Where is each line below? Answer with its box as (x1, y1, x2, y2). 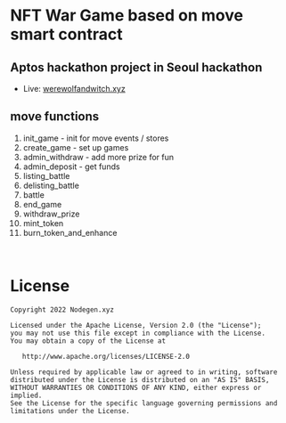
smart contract (10, 24, 123, 45)
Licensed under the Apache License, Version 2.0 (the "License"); (10, 321, 262, 329)
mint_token (22, 217, 64, 228)
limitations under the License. (10, 406, 130, 415)
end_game (22, 199, 62, 209)
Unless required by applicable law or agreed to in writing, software (10, 367, 278, 377)
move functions (10, 109, 100, 125)
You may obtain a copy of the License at (10, 336, 167, 346)
